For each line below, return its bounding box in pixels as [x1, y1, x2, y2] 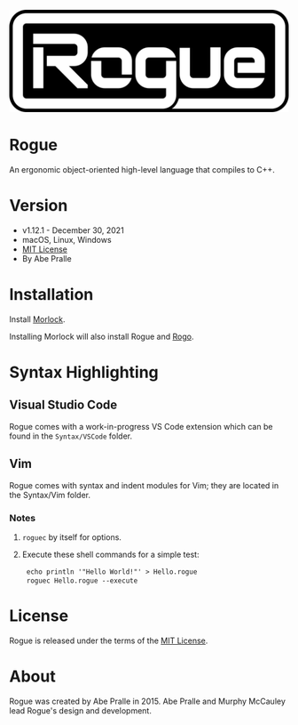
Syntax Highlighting [9, 362, 160, 383]
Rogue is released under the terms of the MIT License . [9, 635, 208, 646]
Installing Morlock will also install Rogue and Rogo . [9, 331, 194, 342]
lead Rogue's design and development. [9, 705, 153, 716]
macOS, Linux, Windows [21, 234, 113, 245]
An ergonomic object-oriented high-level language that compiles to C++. [9, 165, 275, 175]
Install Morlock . [9, 313, 66, 325]
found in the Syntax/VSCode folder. [9, 431, 133, 441]
